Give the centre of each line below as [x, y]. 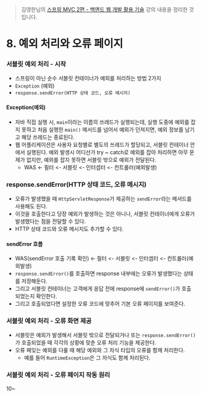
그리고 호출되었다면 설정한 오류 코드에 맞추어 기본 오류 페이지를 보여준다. [100, 304]
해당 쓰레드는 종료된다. [48, 137]
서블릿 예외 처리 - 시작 [36, 64]
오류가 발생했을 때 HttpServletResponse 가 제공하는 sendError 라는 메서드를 [103, 198]
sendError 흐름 [25, 244]
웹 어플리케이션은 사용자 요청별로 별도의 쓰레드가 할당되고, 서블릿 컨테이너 [102, 144]
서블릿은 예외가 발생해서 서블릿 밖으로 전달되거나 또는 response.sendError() [105, 335]
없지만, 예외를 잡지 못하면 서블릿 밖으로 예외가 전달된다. [91, 160]
